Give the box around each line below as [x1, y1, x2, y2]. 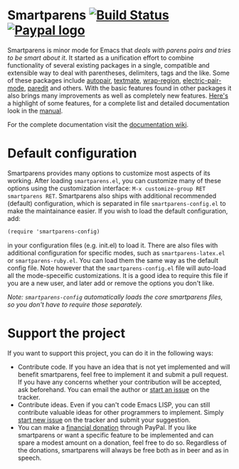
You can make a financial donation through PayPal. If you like [17, 423, 197, 431]
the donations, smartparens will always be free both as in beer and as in [17, 445, 229, 454]
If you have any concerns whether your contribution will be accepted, [17, 378, 222, 386]
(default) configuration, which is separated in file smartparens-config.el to [7, 199, 226, 207]
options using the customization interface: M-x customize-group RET [7, 184, 206, 192]
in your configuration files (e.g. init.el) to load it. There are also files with [7, 241, 218, 249]
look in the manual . [7, 106, 63, 115]
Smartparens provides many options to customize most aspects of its [7, 168, 211, 177]
